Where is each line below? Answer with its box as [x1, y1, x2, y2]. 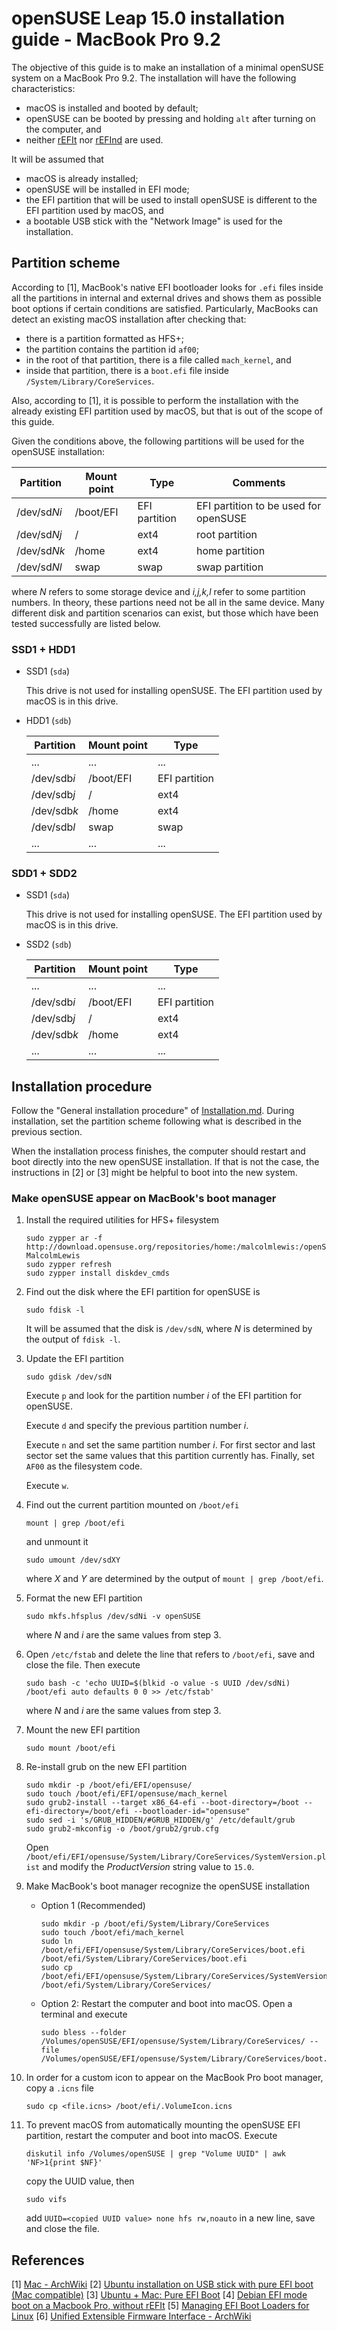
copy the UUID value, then [25, 2175, 135, 2187]
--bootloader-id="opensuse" [133, 1807, 251, 1817]
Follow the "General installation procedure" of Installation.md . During [11, 1105, 295, 1117]
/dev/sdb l [30, 820, 76, 834]
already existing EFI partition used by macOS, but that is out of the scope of [11, 405, 324, 417]
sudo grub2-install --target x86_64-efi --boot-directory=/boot [25, 1798, 300, 1808]
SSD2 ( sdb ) [25, 938, 73, 951]
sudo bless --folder [40, 2028, 127, 2038]
